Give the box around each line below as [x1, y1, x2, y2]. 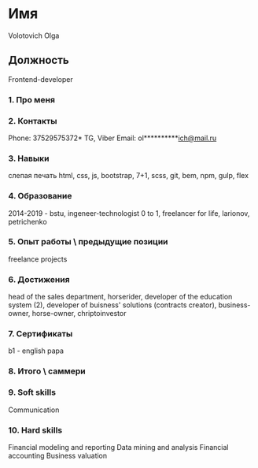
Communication [8, 405, 60, 414]
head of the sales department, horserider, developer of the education [8, 292, 233, 302]
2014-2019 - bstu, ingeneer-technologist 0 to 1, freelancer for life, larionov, [8, 208, 250, 217]
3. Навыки [8, 153, 50, 164]
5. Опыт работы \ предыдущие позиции [8, 236, 168, 247]
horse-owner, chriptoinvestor [31, 309, 127, 318]
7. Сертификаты [8, 329, 73, 340]
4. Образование [8, 191, 72, 202]
